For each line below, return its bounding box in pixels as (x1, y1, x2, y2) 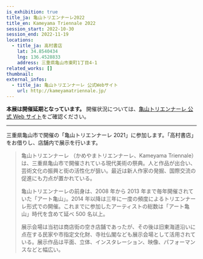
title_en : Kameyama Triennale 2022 (6, 20, 96, 26)
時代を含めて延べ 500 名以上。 (31, 210, 109, 217)
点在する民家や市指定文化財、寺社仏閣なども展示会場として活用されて (21, 230, 196, 238)
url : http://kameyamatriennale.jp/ (17, 88, 107, 94)
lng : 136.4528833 (17, 54, 61, 60)
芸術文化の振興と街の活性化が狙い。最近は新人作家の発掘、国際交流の (21, 167, 196, 174)
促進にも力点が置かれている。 (21, 174, 95, 182)
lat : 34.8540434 (17, 49, 59, 55)
